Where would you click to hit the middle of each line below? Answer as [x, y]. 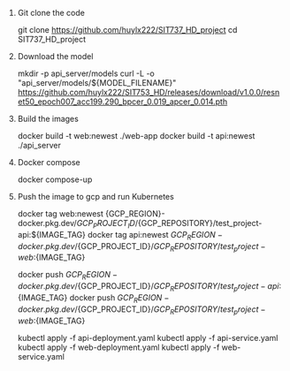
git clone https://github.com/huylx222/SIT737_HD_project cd [127, 30]
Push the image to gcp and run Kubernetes [95, 197]
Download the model [55, 56]
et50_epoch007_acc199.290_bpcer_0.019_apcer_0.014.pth [122, 102]
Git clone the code [51, 13]
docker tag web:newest [61, 214]
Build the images [48, 119]
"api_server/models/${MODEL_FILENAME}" [97, 83]
